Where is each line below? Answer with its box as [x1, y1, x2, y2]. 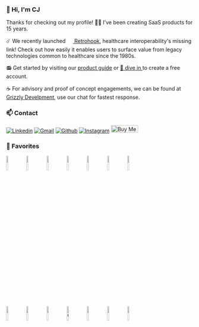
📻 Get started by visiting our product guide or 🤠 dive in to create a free [6, 64, 180, 71]
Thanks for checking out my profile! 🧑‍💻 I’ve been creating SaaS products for [6, 19, 193, 26]
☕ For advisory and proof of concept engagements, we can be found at [6, 85, 181, 92]
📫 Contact [6, 109, 38, 117]
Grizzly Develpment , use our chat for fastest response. [6, 94, 140, 101]
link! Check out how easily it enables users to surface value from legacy [6, 46, 182, 53]
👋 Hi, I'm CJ [6, 5, 40, 14]
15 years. [6, 25, 29, 32]
